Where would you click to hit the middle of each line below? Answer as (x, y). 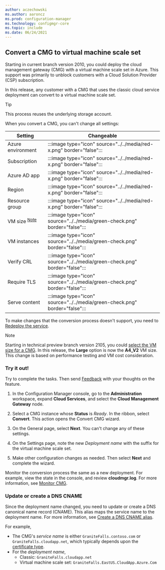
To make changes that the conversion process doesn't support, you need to (82, 320)
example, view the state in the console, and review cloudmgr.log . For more (81, 478)
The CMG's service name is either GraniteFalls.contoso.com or (76, 536)
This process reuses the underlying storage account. (58, 114)
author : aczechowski (26, 10)
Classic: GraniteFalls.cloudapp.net (56, 557)
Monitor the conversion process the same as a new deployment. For (74, 473)
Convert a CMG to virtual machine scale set (73, 52)
